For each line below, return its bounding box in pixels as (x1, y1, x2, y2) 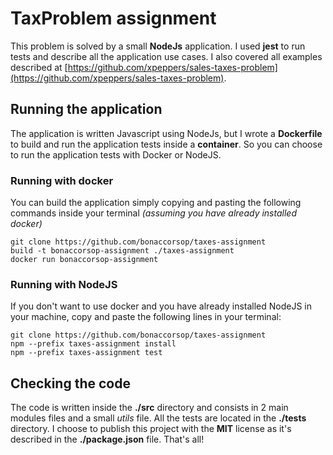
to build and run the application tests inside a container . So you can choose (10, 138, 323, 150)
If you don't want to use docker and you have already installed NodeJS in (10, 300, 313, 312)
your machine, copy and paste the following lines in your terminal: (10, 311, 282, 323)
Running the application (10, 101, 163, 118)
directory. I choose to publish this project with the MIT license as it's (10, 423, 292, 435)
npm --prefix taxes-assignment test (10, 348, 163, 358)
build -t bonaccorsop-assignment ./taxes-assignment (10, 246, 235, 256)
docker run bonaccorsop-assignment (10, 255, 159, 265)
